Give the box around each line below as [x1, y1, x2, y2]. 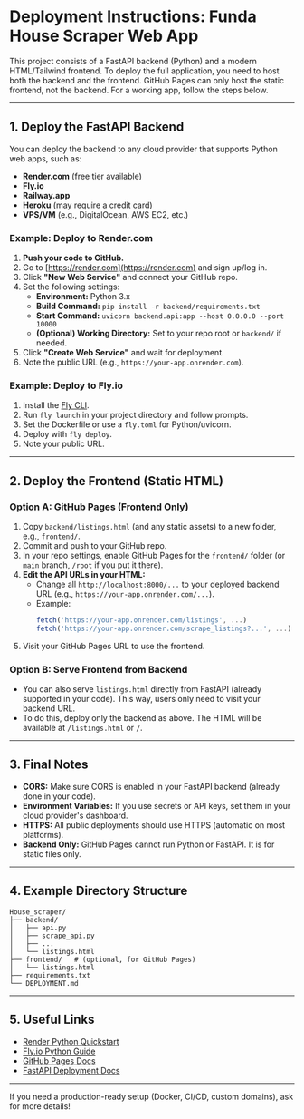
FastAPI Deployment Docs [22, 1065, 120, 1075]
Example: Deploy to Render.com [9, 231, 154, 244]
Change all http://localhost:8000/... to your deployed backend [35, 579, 280, 590]
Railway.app [22, 190, 71, 200]
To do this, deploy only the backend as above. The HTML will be [22, 713, 262, 724]
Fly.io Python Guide [22, 1046, 96, 1056]
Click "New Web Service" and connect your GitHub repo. [22, 272, 238, 283]
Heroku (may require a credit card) [22, 199, 153, 210]
